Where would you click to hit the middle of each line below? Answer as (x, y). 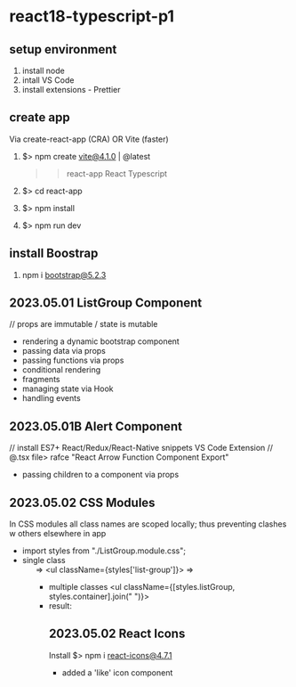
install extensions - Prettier (71, 90)
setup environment (63, 49)
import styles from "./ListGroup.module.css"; (104, 551)
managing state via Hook (68, 388)
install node (43, 70)
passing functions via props (73, 360)
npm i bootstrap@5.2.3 (64, 274)
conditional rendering (61, 370)
